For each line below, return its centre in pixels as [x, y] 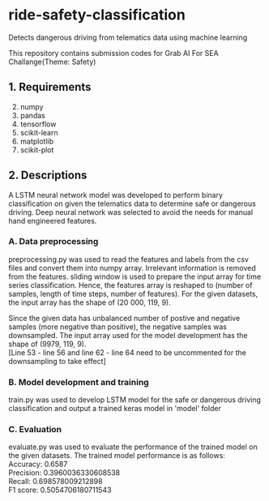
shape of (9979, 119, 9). [47, 344]
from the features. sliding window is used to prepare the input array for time [135, 276]
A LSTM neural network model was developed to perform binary [116, 195]
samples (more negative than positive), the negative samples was [117, 327]
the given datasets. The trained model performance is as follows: [117, 456]
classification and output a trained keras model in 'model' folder [115, 409]
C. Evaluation [35, 430]
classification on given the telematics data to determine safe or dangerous [132, 203]
